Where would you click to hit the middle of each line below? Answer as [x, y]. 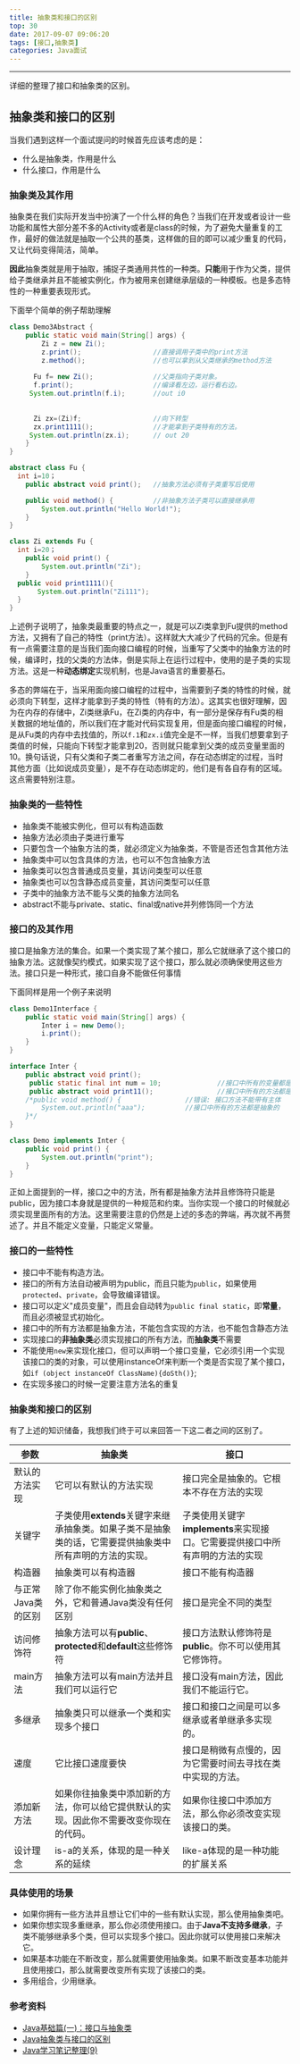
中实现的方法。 [214, 1777]
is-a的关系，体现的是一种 [108, 1850]
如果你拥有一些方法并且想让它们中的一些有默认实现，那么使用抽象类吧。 [155, 1914]
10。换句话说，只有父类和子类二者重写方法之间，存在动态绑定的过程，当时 [146, 757]
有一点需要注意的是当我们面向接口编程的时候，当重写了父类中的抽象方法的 [146, 649]
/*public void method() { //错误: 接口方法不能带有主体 [153, 1100]
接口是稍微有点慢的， [227, 1750]
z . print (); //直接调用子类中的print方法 [145, 352]
